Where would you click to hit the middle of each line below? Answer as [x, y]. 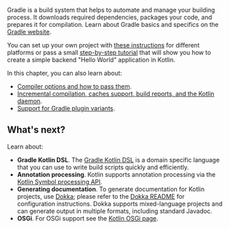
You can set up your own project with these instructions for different [104, 45]
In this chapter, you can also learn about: [64, 73]
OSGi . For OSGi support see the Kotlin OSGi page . [88, 218]
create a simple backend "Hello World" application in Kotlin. [91, 60]
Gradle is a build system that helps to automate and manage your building [111, 10]
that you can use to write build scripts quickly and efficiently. [103, 167]
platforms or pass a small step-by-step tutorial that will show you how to [109, 52]
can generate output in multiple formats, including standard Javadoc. [114, 211]
